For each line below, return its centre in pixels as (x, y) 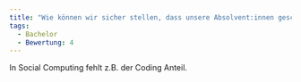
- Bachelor (38, 34)
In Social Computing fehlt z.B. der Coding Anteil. (99, 68)
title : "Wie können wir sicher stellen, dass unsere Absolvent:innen (142, 17)
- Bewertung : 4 (46, 42)
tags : (19, 26)
